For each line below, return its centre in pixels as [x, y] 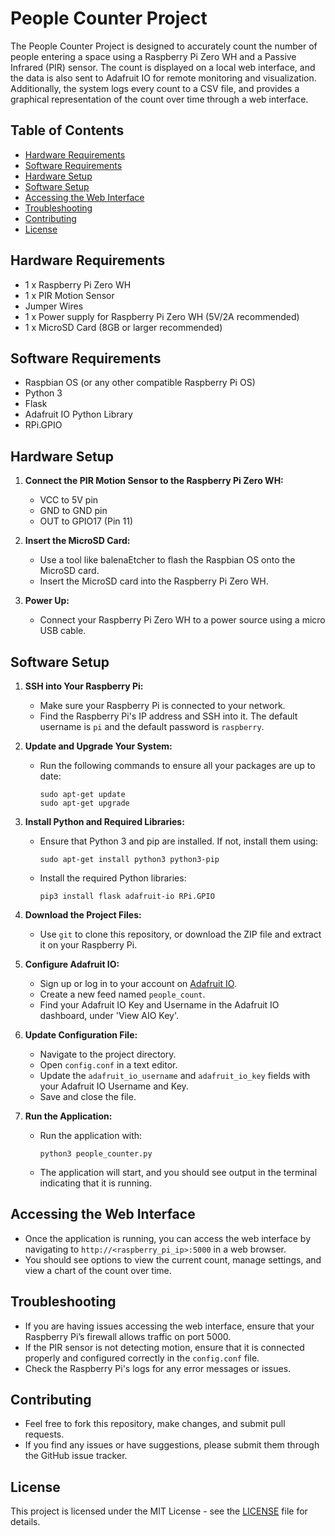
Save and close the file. [88, 1096]
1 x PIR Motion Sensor [69, 295]
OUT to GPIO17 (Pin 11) [86, 521]
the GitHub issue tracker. [76, 1456]
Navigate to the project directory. [108, 1054]
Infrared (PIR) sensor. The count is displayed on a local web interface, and [163, 67]
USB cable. [63, 631]
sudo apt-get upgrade [84, 803]
